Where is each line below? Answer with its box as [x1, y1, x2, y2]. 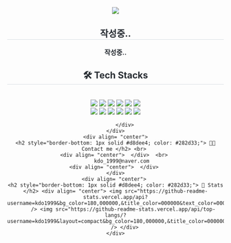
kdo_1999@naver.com [93, 158, 150, 165]
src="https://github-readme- [124, 187, 208, 195]
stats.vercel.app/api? [82, 193, 148, 200]
